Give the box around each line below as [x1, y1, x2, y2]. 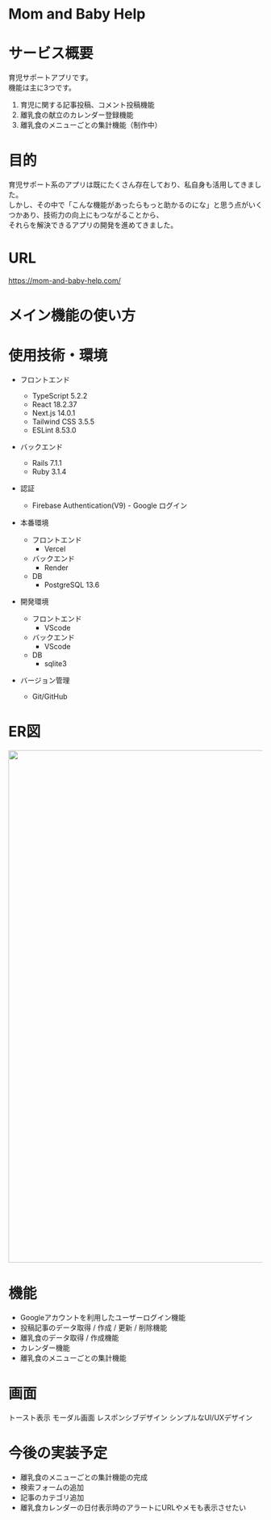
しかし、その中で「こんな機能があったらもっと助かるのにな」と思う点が [8, 200, 248, 210]
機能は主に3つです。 [8, 82, 77, 93]
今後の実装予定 [8, 1444, 108, 1463]
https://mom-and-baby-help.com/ [8, 276, 121, 285]
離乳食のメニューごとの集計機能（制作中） [19, 120, 162, 130]
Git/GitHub [31, 692, 68, 702]
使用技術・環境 [8, 347, 108, 365]
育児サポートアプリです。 [8, 73, 93, 82]
